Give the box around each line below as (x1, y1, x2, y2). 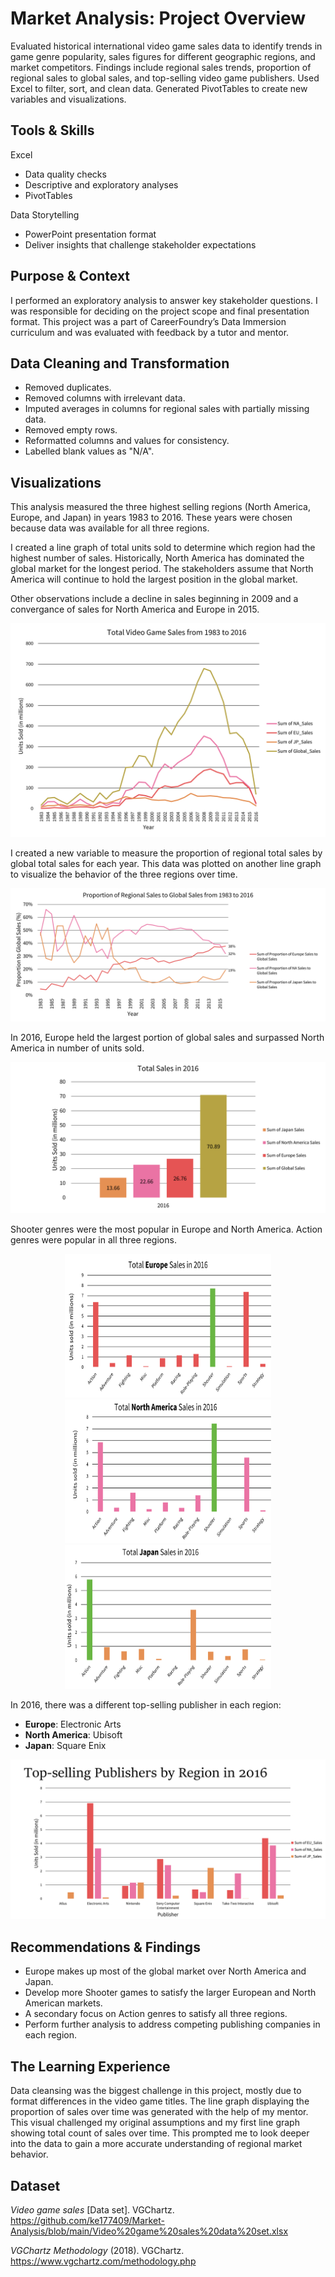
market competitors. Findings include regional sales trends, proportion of (10, 61, 312, 73)
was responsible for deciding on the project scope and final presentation (10, 305, 310, 317)
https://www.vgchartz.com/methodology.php (10, 2255, 197, 2267)
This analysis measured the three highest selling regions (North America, (10, 501, 311, 513)
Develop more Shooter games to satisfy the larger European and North (24, 1987, 317, 1999)
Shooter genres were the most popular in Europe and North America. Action (10, 1223, 323, 1235)
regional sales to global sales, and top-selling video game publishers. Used (10, 72, 320, 84)
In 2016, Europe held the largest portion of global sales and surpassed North (10, 1032, 325, 1044)
